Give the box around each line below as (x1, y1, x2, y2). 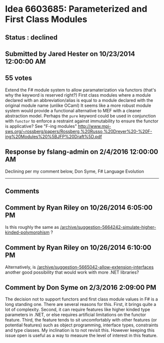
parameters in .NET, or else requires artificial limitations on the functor (5, 312, 146, 318)
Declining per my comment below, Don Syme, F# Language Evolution (5, 168, 144, 174)
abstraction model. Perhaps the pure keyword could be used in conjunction (5, 113, 156, 119)
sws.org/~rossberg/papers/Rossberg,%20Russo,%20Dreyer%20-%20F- (5, 128, 152, 134)
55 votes (5, 74, 32, 82)
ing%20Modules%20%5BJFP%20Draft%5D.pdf (5, 133, 102, 140)
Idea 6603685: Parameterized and (5, 3, 147, 15)
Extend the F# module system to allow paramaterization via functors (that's (5, 87, 156, 93)
